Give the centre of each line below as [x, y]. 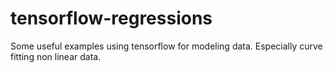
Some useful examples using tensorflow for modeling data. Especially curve [166, 46]
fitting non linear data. [56, 56]
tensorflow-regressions [111, 18]
